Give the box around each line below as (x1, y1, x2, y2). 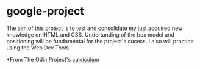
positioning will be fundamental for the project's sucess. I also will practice (6, 37, 194, 45)
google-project (6, 4, 84, 18)
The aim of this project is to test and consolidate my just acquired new (6, 24, 183, 32)
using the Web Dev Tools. (6, 44, 71, 51)
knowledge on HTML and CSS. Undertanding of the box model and (6, 31, 175, 38)
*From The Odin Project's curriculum (6, 56, 99, 63)
